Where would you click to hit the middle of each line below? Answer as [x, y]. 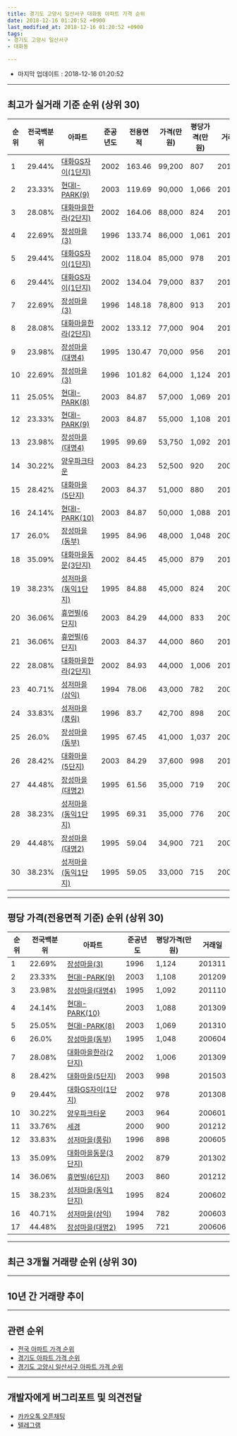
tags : [15, 34]
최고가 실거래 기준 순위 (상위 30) [74, 105]
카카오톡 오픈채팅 [41, 1416]
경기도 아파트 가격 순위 [49, 1358]
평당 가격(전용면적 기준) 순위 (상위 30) [86, 918]
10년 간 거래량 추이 [46, 1296]
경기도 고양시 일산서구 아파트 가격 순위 [70, 1367]
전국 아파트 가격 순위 [46, 1349]
